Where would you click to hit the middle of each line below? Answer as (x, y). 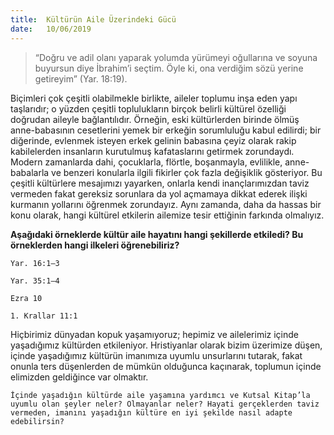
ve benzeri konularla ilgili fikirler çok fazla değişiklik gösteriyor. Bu (187, 172)
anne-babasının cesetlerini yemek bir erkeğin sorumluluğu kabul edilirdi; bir (166, 130)
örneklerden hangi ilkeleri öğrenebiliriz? (95, 245)
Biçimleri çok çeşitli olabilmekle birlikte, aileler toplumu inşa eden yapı (154, 98)
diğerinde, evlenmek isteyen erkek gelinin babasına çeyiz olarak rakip (153, 140)
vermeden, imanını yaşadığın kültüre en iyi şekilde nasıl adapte (151, 412)
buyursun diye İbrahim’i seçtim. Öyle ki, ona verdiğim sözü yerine (169, 68)
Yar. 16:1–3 (35, 263)
